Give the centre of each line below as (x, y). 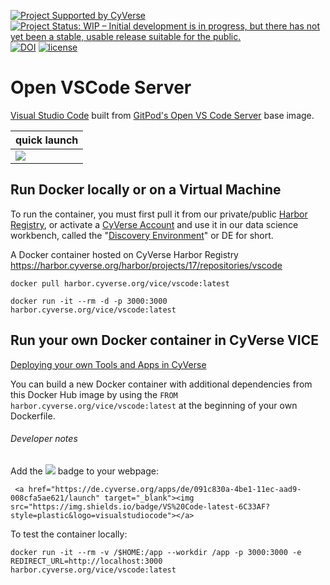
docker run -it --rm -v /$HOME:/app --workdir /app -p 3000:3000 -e (156, 552)
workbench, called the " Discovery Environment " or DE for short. (142, 235)
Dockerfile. (33, 416)
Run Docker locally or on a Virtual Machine (146, 190)
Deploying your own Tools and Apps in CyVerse (108, 364)
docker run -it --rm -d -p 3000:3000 (89, 301)
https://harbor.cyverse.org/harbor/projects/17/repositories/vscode (146, 265)
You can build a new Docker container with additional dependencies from (161, 384)
